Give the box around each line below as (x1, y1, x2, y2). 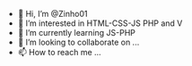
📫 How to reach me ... (17, 47, 101, 57)
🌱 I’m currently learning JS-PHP (17, 28, 136, 37)
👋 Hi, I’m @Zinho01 (17, 9, 88, 19)
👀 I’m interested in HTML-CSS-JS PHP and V (17, 18, 183, 29)
